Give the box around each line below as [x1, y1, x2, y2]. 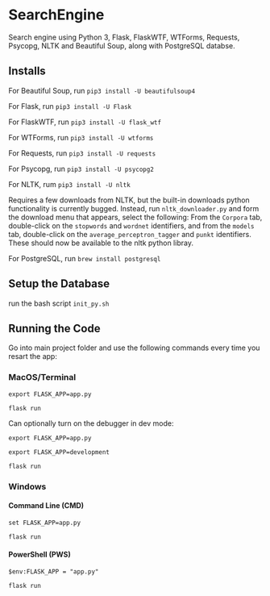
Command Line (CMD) [8, 501, 85, 511]
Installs [8, 65, 46, 78]
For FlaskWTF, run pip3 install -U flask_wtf [8, 117, 162, 127]
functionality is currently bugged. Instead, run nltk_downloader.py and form [8, 203, 260, 213]
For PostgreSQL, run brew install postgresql [8, 253, 161, 263]
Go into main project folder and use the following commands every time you [8, 343, 260, 352]
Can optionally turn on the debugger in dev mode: [8, 418, 174, 428]
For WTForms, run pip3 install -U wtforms [8, 132, 154, 142]
